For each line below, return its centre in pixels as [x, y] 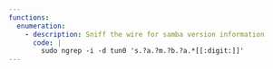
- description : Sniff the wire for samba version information [145, 34]
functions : [29, 17]
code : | [47, 43]
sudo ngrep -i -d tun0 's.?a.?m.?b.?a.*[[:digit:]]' [143, 51]
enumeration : [41, 26]
